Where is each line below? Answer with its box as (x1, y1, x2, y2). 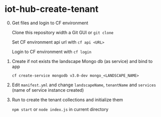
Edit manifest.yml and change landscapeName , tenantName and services (11, 82, 156, 88)
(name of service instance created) (11, 87, 84, 93)
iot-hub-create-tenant (4, 3, 99, 15)
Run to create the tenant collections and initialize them (11, 97, 123, 103)
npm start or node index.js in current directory (11, 106, 109, 112)
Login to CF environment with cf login (11, 49, 91, 55)
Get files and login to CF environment (11, 20, 88, 26)
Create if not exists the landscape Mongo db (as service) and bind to (11, 58, 153, 64)
